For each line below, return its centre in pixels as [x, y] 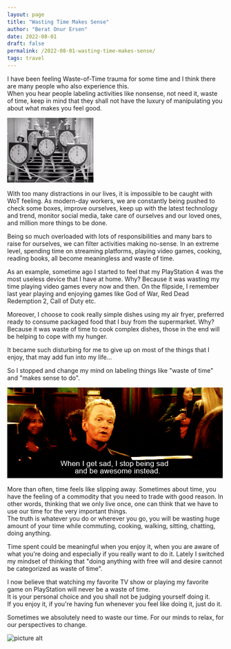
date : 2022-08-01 [32, 37]
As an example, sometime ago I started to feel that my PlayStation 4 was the [115, 271]
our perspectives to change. [47, 624]
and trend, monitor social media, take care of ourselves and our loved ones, [114, 215]
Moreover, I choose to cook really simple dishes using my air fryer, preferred [115, 314]
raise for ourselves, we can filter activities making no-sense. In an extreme [113, 243]
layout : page [26, 14]
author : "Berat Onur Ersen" [48, 29]
